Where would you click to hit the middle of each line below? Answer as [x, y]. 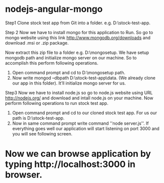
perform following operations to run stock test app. [57, 103]
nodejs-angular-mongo [54, 9]
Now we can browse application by [78, 154]
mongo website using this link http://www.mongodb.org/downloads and [78, 38]
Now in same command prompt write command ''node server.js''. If [81, 123]
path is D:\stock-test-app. [38, 118]
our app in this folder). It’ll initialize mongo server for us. [69, 83]
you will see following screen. [42, 134]
